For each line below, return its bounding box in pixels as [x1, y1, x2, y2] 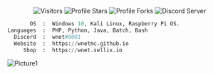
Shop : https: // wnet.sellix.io [23, 47, 123, 54]
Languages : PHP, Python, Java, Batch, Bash [7, 27, 148, 34]
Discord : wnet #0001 [14, 33, 81, 40]
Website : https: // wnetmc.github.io [14, 39, 130, 47]
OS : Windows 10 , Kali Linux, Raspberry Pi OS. [29, 20, 180, 27]
